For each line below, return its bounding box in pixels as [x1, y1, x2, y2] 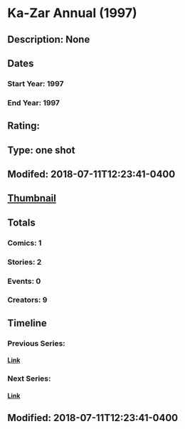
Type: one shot [7, 144, 75, 156]
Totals [7, 216, 36, 228]
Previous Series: [7, 338, 65, 348]
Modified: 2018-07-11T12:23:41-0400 [7, 412, 179, 424]
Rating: [7, 120, 41, 132]
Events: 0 [7, 276, 41, 286]
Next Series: [7, 374, 51, 383]
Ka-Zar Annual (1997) [7, 5, 137, 21]
